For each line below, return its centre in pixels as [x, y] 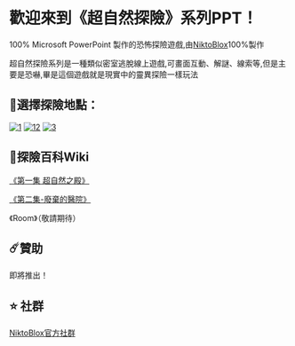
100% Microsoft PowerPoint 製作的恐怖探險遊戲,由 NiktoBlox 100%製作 [137, 44]
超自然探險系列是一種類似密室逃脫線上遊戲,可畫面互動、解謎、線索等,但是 [144, 63]
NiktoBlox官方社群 [42, 333]
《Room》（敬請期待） [45, 217]
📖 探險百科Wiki [49, 157]
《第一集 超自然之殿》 [49, 180]
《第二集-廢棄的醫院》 [50, 199]
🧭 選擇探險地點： [54, 105]
